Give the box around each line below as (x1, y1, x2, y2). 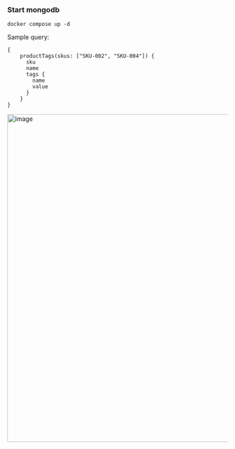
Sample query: (7, 33, 50, 41)
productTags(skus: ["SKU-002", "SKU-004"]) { (20, 52, 155, 60)
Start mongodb (7, 5, 60, 15)
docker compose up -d (7, 21, 71, 28)
